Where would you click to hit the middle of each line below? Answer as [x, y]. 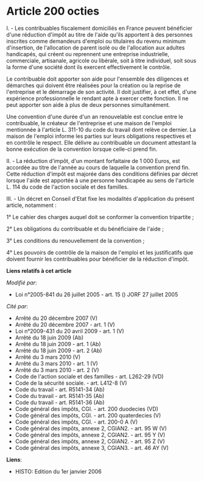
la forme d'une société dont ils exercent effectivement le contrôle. [89, 67]
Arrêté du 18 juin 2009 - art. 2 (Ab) [58, 350]
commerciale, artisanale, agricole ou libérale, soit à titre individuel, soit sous [101, 60]
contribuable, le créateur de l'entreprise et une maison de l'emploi [89, 123]
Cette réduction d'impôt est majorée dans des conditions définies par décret [102, 174]
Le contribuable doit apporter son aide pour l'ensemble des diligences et [97, 79]
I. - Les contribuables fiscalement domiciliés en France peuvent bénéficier [100, 28]
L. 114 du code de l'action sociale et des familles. [68, 187]
